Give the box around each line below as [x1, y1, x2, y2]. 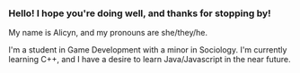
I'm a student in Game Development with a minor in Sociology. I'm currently [8, 45, 287, 55]
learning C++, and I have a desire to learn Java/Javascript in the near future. [8, 54, 291, 65]
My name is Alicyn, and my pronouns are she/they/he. [8, 28, 208, 38]
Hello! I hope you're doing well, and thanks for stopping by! [8, 7, 271, 20]
